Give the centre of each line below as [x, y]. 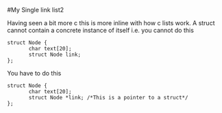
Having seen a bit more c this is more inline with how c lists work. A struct [111, 23]
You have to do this [34, 73]
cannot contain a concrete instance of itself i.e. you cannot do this [100, 30]
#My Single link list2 [36, 10]
